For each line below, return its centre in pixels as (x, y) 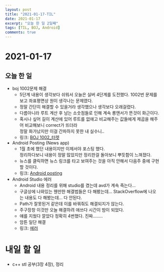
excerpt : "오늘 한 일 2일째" (32, 23)
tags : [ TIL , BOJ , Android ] (33, 28)
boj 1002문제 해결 (29, 88)
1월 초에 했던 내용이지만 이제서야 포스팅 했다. (62, 149)
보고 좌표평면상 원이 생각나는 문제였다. (56, 101)
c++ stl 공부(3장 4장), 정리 (38, 264)
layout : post (18, 10)
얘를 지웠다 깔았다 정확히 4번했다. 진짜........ (61, 216)
